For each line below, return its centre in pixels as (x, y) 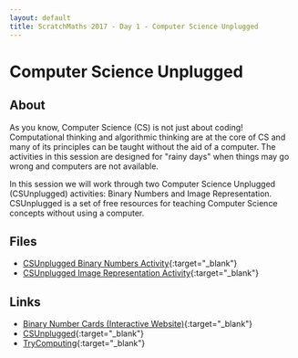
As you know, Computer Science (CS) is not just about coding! (126, 127)
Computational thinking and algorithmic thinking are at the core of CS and (148, 137)
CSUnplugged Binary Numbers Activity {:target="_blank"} (130, 263)
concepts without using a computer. (77, 213)
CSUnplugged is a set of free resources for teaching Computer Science (144, 203)
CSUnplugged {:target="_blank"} (83, 333)
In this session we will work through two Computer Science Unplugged (143, 184)
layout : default (40, 18)
